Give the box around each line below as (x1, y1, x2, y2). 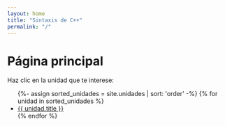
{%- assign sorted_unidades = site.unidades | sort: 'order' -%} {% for (17, 90, 218, 98)
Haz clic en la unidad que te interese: (7, 76, 114, 84)
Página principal (7, 53, 103, 69)
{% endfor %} (17, 112, 58, 120)
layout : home (7, 10, 45, 17)
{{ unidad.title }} (17, 104, 64, 113)
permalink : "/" (7, 23, 52, 30)
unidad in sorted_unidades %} (17, 97, 105, 105)
